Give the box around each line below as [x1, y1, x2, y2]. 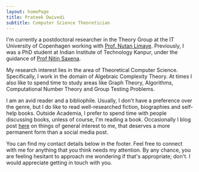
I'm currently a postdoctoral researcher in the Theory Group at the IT [6, 36, 175, 43]
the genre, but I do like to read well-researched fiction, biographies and [6, 104, 181, 111]
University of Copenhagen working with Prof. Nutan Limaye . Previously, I [6, 42, 184, 49]
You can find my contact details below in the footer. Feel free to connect [6, 140, 183, 148]
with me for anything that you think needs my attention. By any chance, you [6, 146, 191, 154]
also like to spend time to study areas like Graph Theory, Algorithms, [6, 79, 173, 86]
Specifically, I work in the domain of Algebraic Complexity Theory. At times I [6, 73, 192, 80]
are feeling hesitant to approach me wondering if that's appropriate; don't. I [6, 153, 191, 160]
